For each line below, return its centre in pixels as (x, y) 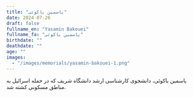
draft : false (23, 23)
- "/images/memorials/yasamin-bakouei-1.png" (71, 63)
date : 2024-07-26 (28, 18)
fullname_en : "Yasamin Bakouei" (47, 29)
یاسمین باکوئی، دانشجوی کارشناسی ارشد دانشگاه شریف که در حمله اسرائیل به (96, 81)
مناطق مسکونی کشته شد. (36, 87)
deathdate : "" (25, 46)
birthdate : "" (25, 40)
